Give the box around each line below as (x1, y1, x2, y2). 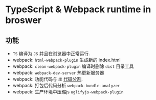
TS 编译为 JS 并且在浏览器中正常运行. (12, 51, 91, 57)
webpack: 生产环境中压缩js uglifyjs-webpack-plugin (12, 89, 124, 95)
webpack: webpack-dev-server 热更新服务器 (12, 70, 104, 76)
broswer (5, 14, 42, 26)
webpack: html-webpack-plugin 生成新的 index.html (12, 57, 121, 63)
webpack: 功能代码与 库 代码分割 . (12, 76, 83, 82)
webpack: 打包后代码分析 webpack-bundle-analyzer (12, 83, 120, 88)
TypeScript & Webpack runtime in (5, 4, 151, 15)
